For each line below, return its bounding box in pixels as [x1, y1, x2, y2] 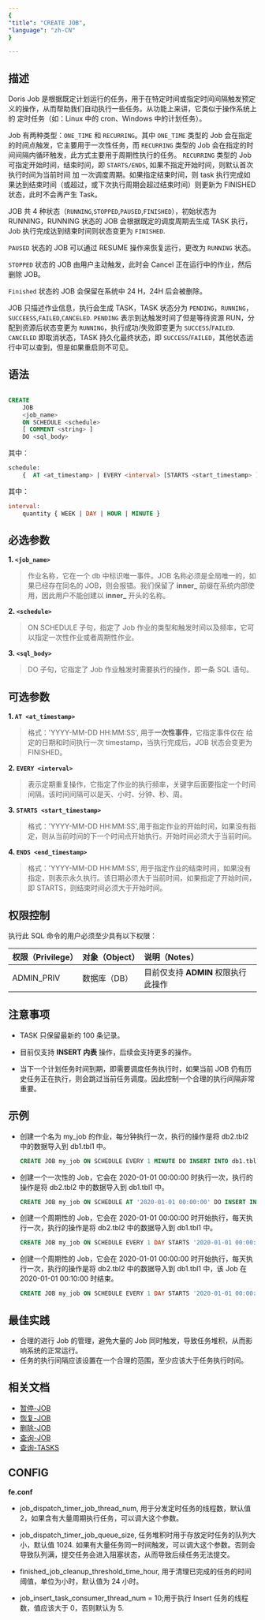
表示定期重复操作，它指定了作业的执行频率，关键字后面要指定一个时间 [27, 780, 256, 789]
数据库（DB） [82, 973, 133, 984]
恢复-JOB [19, 1413, 51, 1423]
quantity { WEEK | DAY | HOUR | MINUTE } [22, 510, 160, 518]
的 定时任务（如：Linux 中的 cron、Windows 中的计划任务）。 [8, 114, 207, 123]
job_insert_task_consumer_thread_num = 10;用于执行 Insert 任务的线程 [19, 1593, 248, 1603]
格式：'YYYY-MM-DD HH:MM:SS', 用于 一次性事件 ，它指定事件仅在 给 [27, 728, 254, 738]
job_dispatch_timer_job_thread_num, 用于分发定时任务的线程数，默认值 [19, 1503, 251, 1513]
